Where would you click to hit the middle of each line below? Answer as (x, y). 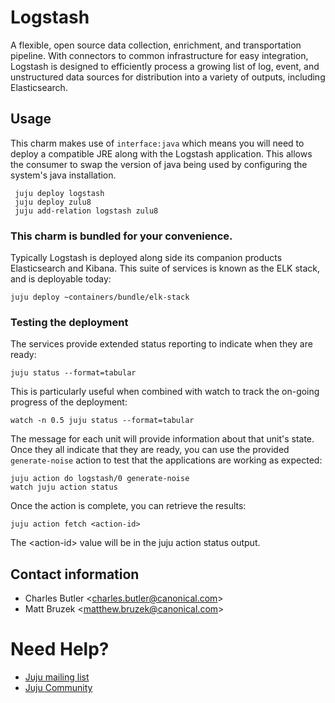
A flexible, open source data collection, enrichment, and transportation (156, 45)
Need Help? (60, 649)
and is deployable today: (61, 279)
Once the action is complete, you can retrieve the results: (128, 506)
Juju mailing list (57, 677)
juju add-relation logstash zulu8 (86, 211)
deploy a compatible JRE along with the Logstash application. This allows (161, 153)
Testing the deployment (69, 322)
